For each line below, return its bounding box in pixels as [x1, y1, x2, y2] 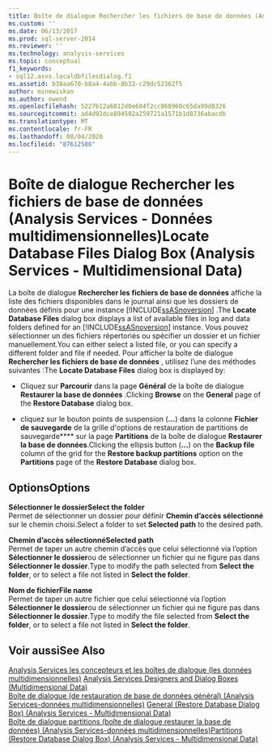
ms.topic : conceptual [8, 58, 82, 66]
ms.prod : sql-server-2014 [8, 34, 96, 43]
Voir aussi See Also [8, 643, 105, 657]
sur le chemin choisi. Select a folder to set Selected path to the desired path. [8, 520, 263, 530]
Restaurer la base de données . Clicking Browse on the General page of [19, 390, 261, 400]
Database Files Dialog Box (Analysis [8, 244, 255, 262]
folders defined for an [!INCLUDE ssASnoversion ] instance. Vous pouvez [8, 322, 249, 333]
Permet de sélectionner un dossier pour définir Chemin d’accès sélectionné [8, 511, 264, 521]
